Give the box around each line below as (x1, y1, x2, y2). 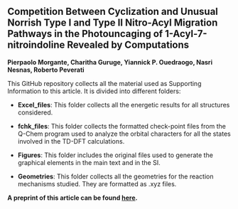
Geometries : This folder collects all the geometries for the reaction (17, 172, 214, 181)
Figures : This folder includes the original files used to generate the (17, 151, 213, 159)
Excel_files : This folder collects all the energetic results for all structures (17, 100, 230, 109)
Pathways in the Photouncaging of (7, 28, 163, 40)
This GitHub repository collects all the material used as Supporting (7, 79, 202, 87)
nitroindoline (7, 39, 65, 51)
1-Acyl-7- (164, 28, 207, 40)
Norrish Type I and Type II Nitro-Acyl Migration (7, 17, 218, 29)
